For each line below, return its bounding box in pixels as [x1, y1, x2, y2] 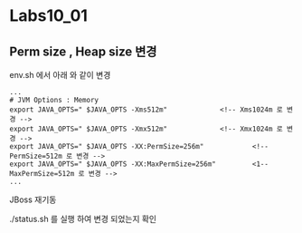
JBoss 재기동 [9, 194, 57, 205]
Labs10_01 [9, 5, 89, 26]
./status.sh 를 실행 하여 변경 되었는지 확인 [9, 214, 156, 224]
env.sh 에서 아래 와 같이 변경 [9, 70, 111, 80]
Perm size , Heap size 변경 [9, 44, 157, 59]
